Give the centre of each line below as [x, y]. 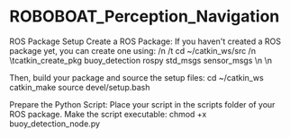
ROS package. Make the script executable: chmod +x [108, 114]
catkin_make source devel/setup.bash [80, 87]
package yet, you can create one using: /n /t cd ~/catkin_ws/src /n [133, 50]
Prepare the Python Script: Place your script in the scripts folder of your [142, 104]
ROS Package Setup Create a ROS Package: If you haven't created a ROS [145, 41]
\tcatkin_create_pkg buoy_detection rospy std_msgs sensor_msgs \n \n [141, 60]
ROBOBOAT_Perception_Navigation [145, 17]
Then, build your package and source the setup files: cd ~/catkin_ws [136, 77]
